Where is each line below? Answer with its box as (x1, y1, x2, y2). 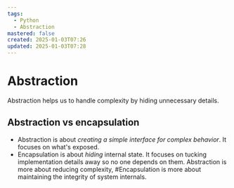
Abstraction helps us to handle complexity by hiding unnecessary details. (7, 96, 219, 105)
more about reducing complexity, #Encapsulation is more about (17, 165, 202, 173)
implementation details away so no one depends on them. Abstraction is (17, 157, 227, 166)
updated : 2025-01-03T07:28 (7, 43, 86, 50)
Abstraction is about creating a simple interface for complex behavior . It (17, 135, 227, 144)
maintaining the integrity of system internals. (17, 173, 147, 181)
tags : (7, 10, 23, 18)
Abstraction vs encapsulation (7, 116, 140, 128)
